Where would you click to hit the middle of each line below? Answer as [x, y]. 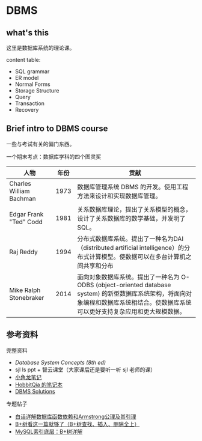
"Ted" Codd [26, 222]
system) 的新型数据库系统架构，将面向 [132, 293]
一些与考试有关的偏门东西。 [41, 144]
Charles [20, 183]
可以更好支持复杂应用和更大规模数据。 [131, 311]
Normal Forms [32, 84]
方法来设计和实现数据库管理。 [119, 196]
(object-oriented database [133, 285]
